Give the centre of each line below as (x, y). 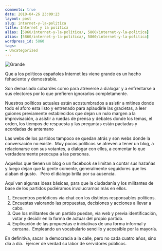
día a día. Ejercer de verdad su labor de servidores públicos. (66, 243)
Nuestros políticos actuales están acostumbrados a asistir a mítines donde (80, 103)
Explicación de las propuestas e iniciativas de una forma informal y (79, 223)
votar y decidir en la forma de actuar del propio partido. (68, 218)
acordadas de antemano (29, 129)
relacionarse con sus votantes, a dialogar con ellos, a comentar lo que (75, 149)
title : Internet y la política (37, 28)
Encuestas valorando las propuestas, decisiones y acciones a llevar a (82, 203)
